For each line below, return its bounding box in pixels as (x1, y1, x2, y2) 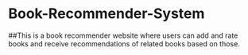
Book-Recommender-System (8, 5, 205, 23)
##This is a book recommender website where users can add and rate (8, 31, 238, 40)
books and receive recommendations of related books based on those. (8, 38, 240, 48)
